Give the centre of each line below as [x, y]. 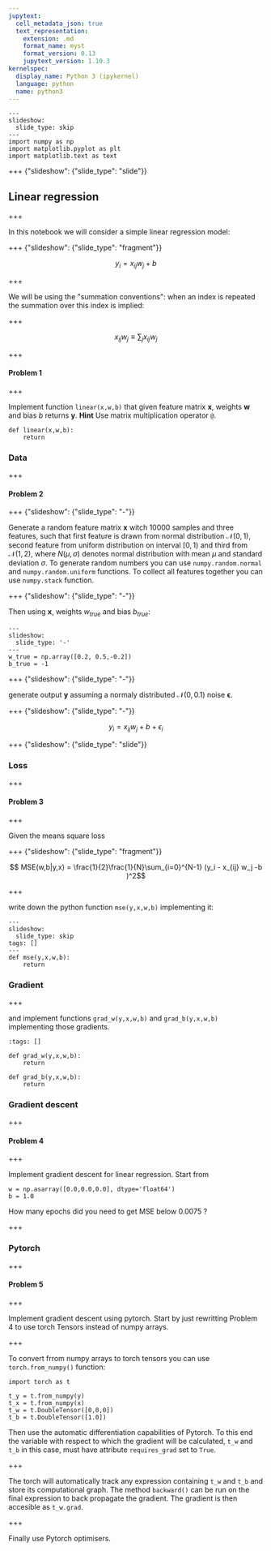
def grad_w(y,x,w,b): [45, 1055]
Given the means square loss [57, 836]
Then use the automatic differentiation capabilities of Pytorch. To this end [131, 1432]
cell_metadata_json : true [59, 24]
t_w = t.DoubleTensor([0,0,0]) [61, 1410]
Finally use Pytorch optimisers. [60, 1538]
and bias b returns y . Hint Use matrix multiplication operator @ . [112, 415]
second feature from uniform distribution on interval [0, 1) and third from [128, 545]
